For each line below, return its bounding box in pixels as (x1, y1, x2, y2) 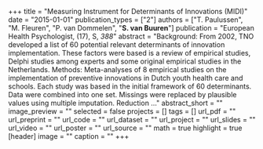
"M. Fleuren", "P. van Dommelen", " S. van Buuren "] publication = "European (8, 24, 255, 32)
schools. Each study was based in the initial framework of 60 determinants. (8, 82, 252, 91)
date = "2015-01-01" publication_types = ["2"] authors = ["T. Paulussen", (8, 15, 243, 24)
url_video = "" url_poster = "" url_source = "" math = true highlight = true (8, 123, 243, 133)
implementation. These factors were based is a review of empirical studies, (8, 49, 251, 57)
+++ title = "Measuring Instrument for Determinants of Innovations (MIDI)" (8, 7, 248, 16)
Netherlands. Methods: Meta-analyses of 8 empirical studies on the (8, 65, 227, 74)
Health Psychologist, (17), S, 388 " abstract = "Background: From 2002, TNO (8, 31, 254, 41)
